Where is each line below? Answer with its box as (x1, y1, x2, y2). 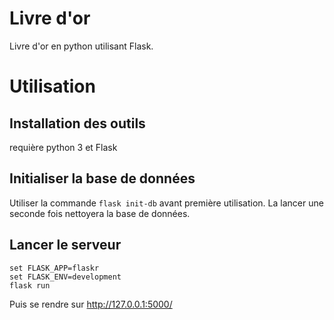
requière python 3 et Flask (9, 141, 118, 153)
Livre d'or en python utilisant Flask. (9, 40, 154, 52)
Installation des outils (9, 115, 146, 132)
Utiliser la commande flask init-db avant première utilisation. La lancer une (9, 197, 324, 209)
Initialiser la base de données (9, 170, 196, 187)
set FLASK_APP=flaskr (9, 263, 100, 273)
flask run (9, 280, 51, 291)
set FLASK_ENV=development (9, 272, 122, 282)
